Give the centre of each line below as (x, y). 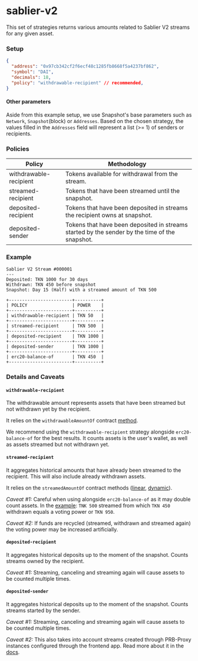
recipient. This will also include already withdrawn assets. (76, 476)
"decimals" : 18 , (31, 77)
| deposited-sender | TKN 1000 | (55, 347)
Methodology (127, 164)
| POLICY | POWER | (55, 305)
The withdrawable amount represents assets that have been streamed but (96, 403)
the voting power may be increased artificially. (62, 529)
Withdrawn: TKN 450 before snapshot (51, 285)
